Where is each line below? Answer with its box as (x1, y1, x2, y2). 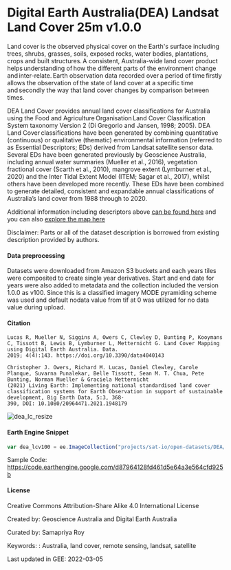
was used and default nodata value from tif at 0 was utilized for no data (7, 296, 210, 304)
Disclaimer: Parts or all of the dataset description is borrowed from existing (7, 228, 220, 237)
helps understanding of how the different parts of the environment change (7, 64, 217, 72)
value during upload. (7, 303, 66, 311)
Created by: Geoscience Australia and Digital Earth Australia (7, 514, 177, 523)
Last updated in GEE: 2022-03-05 (7, 555, 103, 563)
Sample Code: (7, 456, 47, 464)
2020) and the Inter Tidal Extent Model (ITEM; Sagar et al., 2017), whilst (7, 172, 210, 180)
